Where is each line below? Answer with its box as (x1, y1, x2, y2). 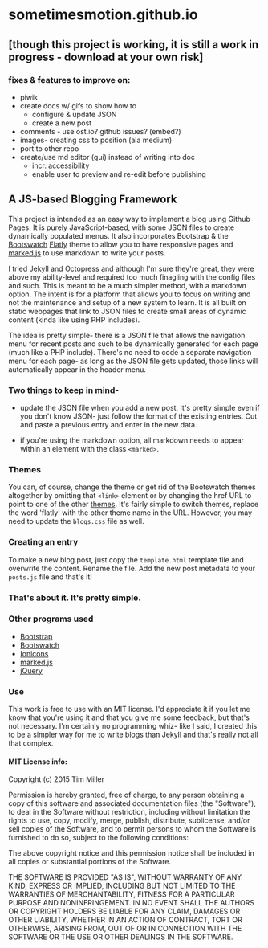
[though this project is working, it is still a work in (8, 38, 259, 51)
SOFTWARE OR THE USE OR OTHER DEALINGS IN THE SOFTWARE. (8, 932, 233, 942)
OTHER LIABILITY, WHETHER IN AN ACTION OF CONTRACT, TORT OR (8, 915, 242, 925)
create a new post (31, 118, 92, 128)
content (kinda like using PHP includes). (8, 315, 140, 325)
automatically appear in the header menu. (8, 364, 147, 374)
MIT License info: (8, 757, 68, 766)
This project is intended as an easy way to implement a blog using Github (8, 214, 250, 223)
